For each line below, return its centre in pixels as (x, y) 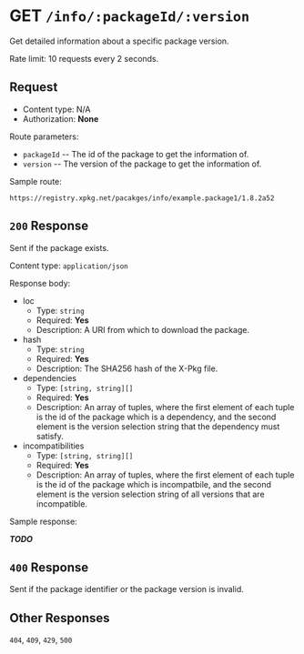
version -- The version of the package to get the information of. (142, 164)
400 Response (49, 567)
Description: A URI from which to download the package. (143, 329)
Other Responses (60, 618)
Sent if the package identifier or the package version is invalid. (127, 589)
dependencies (50, 377)
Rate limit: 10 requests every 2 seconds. (84, 58)
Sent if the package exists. (59, 247)
